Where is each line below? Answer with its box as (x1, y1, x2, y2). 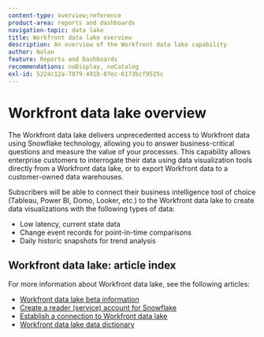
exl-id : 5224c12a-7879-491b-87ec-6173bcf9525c (8, 70, 164, 78)
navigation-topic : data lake (8, 26, 104, 34)
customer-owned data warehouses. (8, 172, 124, 181)
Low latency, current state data (19, 219, 121, 228)
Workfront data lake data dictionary (19, 320, 136, 329)
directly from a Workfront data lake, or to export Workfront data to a (8, 163, 229, 173)
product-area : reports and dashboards (8, 19, 136, 27)
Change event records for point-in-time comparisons (19, 228, 191, 237)
